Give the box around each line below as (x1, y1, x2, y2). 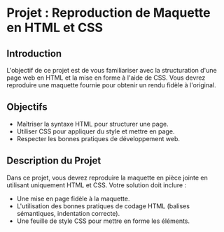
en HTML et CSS (6, 20, 103, 36)
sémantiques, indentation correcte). (16, 209, 120, 217)
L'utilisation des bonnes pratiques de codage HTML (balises (16, 201, 190, 210)
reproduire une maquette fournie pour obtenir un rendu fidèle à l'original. (6, 81, 216, 89)
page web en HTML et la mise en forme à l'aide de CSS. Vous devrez (6, 73, 206, 82)
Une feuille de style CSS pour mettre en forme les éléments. (16, 217, 190, 225)
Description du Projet (6, 155, 101, 167)
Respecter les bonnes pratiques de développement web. (16, 134, 180, 143)
